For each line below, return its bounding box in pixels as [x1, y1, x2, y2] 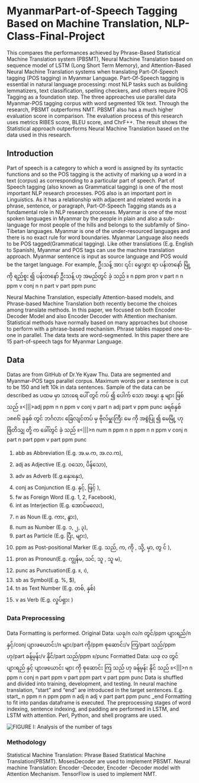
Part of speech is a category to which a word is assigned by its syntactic [7, 164, 184, 171]
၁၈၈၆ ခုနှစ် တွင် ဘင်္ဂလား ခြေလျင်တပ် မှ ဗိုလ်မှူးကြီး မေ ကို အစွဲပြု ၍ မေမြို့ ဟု [7, 414, 184, 422]
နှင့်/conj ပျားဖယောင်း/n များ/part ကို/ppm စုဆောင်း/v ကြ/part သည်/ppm [7, 641, 176, 648]
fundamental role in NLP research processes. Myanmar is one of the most [7, 208, 187, 215]
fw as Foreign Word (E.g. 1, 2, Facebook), [15, 493, 116, 501]
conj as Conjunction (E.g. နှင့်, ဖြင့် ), [15, 483, 101, 491]
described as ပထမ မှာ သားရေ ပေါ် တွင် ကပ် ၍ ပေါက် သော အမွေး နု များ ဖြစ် [7, 391, 184, 399]
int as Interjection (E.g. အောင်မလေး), [15, 501, 104, 509]
